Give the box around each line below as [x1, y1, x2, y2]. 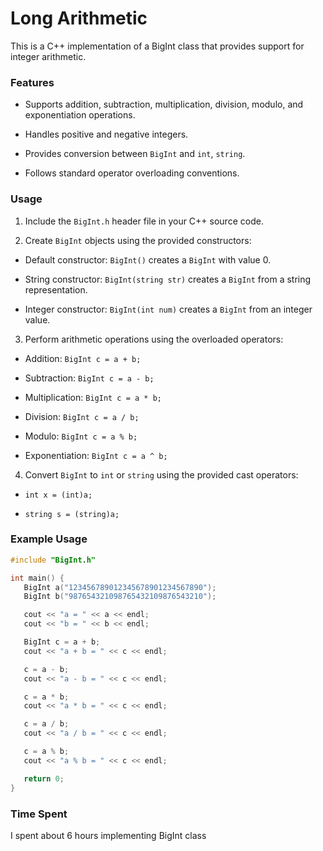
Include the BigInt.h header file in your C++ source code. [24, 215, 264, 227]
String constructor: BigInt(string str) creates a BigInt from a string [24, 273, 312, 285]
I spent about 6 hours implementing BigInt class [10, 829, 207, 841]
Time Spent [10, 807, 68, 821]
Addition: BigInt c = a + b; [24, 352, 142, 364]
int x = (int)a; [24, 490, 93, 500]
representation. [24, 283, 88, 296]
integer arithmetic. [10, 50, 87, 62]
